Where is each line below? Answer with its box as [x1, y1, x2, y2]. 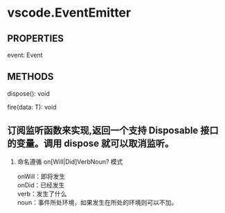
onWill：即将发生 [17, 172, 66, 180]
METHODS [7, 71, 54, 83]
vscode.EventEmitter [7, 5, 132, 21]
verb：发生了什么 [17, 189, 67, 198]
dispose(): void [7, 89, 51, 98]
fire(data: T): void [7, 103, 57, 111]
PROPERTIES [7, 33, 64, 44]
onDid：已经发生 [17, 180, 65, 189]
